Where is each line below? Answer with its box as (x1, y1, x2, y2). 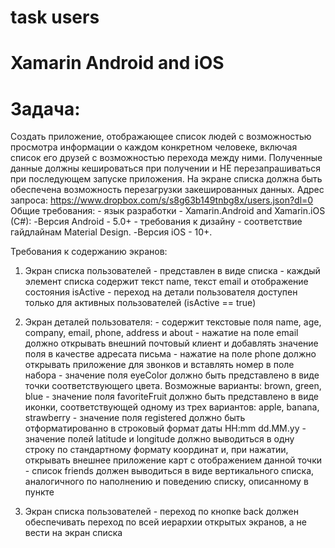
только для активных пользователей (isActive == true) (24, 297, 257, 309)
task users (10, 6, 100, 29)
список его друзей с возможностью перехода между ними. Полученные (10, 152, 323, 164)
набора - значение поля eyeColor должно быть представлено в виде (24, 369, 320, 381)
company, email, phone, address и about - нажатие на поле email (24, 327, 299, 339)
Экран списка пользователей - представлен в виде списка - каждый (24, 265, 321, 277)
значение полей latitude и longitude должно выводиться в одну (24, 433, 295, 445)
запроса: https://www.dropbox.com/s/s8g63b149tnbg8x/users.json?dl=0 (10, 194, 314, 206)
